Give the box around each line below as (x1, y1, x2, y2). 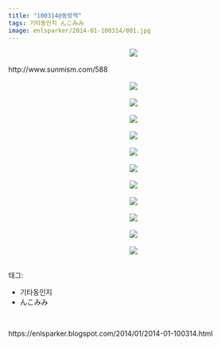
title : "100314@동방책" (8, 11, 82, 20)
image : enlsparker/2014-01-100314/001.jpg (8, 26, 151, 34)
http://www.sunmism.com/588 (8, 65, 109, 74)
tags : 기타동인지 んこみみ (8, 19, 85, 27)
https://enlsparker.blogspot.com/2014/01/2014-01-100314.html (8, 328, 213, 339)
